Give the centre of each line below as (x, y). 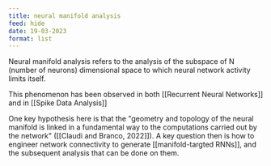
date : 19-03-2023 (38, 31)
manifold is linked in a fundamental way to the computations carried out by (133, 127)
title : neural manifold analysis (65, 16)
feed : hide (27, 23)
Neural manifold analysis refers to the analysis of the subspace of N (121, 62)
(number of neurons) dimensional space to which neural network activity (129, 70)
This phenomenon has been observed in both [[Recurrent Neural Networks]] (136, 95)
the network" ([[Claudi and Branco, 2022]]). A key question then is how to (131, 136)
